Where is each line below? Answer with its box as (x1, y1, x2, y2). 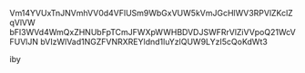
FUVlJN (9, 36, 39, 47)
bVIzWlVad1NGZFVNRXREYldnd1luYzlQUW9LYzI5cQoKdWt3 (40, 36, 269, 47)
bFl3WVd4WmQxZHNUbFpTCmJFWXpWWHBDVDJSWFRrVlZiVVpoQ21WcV (9, 27, 296, 37)
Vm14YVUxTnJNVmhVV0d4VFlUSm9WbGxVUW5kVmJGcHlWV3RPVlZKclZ (9, 8, 293, 18)
